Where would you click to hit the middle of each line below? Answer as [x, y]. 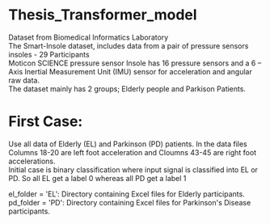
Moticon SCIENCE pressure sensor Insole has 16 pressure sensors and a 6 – [135, 63]
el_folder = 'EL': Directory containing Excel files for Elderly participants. [127, 194]
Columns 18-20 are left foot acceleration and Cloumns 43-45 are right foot [133, 152]
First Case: [46, 122]
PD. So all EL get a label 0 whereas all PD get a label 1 [97, 178]
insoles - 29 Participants [49, 54]
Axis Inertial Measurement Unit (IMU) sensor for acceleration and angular [130, 71]
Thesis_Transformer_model [103, 15]
